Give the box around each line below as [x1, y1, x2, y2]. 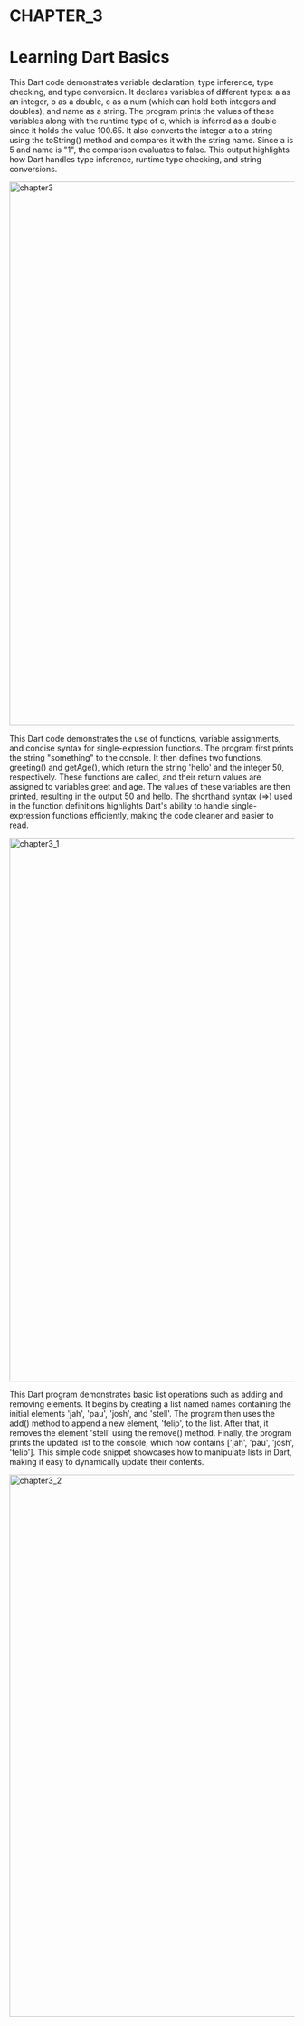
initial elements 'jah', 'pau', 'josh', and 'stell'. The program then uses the [9, 1409, 276, 1420]
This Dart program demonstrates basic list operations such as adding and [9, 1389, 283, 1401]
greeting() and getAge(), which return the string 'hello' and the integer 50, [9, 762, 285, 773]
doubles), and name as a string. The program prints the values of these [9, 106, 275, 117]
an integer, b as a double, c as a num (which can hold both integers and [9, 96, 277, 107]
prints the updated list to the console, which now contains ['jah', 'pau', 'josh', [9, 1438, 295, 1449]
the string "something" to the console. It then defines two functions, [9, 752, 263, 763]
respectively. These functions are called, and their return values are [9, 771, 261, 782]
